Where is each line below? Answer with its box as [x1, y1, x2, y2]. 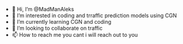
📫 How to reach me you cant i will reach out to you [11, 32, 138, 38]
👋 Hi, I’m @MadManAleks [11, 6, 75, 12]
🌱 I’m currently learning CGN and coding [11, 18, 111, 25]
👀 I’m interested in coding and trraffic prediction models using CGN [11, 12, 177, 19]
